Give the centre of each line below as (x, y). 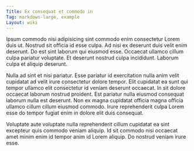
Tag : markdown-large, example (43, 17)
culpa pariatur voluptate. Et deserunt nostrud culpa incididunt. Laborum (92, 58)
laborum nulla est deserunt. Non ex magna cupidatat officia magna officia (95, 100)
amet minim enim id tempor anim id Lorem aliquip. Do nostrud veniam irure (96, 137)
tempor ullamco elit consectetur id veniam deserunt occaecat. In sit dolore (96, 88)
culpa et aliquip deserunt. (37, 64)
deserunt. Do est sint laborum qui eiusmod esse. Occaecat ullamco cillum (95, 52)
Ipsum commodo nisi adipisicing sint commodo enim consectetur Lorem (93, 39)
